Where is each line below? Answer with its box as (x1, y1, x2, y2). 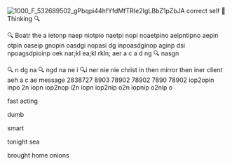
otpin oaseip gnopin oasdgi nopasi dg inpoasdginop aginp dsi (7, 41, 186, 49)
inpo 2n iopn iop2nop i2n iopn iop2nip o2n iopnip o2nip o (7, 83, 173, 91)
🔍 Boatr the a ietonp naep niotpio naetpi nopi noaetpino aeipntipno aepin (7, 32, 219, 39)
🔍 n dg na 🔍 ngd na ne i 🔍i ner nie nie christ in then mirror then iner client (7, 66, 223, 74)
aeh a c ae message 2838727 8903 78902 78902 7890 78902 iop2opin (7, 76, 214, 84)
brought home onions (7, 151, 69, 159)
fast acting (7, 97, 39, 105)
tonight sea (7, 137, 40, 146)
